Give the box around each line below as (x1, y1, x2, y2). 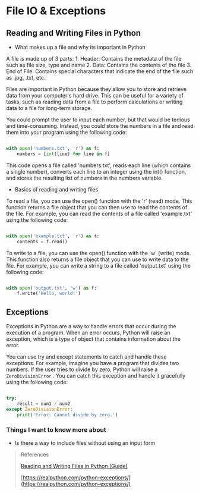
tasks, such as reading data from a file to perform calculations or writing (6, 98, 183, 105)
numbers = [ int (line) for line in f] (17, 150, 110, 157)
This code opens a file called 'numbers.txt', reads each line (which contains (6, 162, 191, 169)
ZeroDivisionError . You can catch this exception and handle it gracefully (6, 372, 186, 379)
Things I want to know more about (6, 426, 106, 434)
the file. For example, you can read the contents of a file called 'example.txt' (6, 210, 192, 217)
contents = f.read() (17, 238, 68, 244)
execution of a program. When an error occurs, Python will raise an (6, 329, 170, 337)
